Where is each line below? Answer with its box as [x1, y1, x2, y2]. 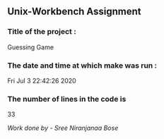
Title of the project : [7, 27, 76, 37]
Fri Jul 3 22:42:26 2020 [7, 76, 76, 85]
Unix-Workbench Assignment [7, 6, 141, 18]
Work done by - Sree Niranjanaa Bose [7, 123, 119, 133]
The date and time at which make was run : [7, 60, 158, 70]
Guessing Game [7, 42, 54, 52]
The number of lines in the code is [7, 94, 127, 104]
